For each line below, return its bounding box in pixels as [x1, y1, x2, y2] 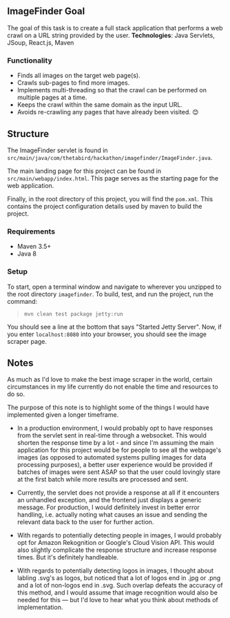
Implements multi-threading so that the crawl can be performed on [17, 86, 207, 94]
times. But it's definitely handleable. [17, 553, 119, 562]
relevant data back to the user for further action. [17, 518, 154, 526]
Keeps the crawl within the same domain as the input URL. [17, 101, 182, 109]
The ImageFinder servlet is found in [7, 146, 108, 154]
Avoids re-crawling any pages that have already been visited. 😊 [17, 108, 199, 116]
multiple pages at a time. [17, 93, 87, 102]
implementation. [17, 603, 63, 612]
